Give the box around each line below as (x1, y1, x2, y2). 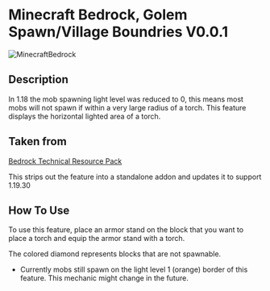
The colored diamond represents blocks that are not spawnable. (8, 249, 222, 259)
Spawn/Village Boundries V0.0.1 (8, 23, 228, 41)
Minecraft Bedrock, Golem (8, 6, 188, 24)
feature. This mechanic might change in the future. (19, 273, 189, 283)
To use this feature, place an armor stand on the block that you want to (8, 225, 244, 235)
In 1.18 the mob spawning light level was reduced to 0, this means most (8, 94, 244, 104)
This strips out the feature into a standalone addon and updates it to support (8, 172, 262, 181)
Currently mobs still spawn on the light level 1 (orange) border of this (19, 264, 248, 275)
